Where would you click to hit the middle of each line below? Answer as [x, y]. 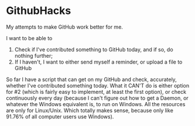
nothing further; [33, 55]
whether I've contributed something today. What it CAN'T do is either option [98, 85]
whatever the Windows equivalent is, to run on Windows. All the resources [96, 104]
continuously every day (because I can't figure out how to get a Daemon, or [97, 98]
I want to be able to [29, 38]
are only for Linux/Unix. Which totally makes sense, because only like [90, 110]
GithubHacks [39, 11]
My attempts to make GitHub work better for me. [64, 27]
